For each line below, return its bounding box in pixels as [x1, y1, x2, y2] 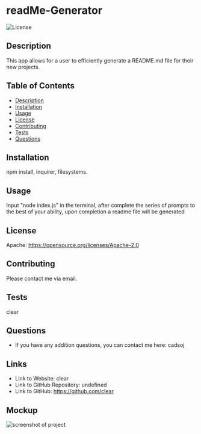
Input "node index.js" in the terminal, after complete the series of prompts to [6, 202, 196, 209]
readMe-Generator [6, 4, 103, 17]
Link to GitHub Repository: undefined [14, 381, 107, 388]
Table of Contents [6, 81, 75, 91]
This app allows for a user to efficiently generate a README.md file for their [6, 57, 194, 64]
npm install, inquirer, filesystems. [6, 168, 88, 176]
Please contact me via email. [6, 275, 78, 282]
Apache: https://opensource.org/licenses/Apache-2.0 [6, 242, 140, 248]
